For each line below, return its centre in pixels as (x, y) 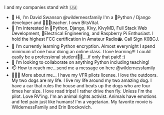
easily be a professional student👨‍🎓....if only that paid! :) (68, 57)
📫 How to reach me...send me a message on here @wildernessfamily (83, 68)
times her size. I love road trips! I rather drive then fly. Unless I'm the (82, 91)
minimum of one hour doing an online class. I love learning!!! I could (81, 51)
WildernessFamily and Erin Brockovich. (52, 107)
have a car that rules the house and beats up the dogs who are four (81, 86)
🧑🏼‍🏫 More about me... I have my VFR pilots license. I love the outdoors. (84, 75)
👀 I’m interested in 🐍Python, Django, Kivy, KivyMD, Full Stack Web (79, 28)
